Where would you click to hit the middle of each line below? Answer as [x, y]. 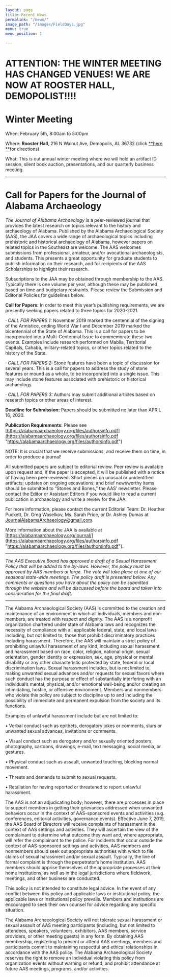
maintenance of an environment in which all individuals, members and [78, 614]
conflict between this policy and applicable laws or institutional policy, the [82, 894]
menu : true [17, 29]
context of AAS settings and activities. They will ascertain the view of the [82, 830]
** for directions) [22, 149]
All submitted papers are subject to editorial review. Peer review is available [84, 467]
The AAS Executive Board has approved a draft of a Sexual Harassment [81, 561]
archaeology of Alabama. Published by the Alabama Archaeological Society [84, 231]
